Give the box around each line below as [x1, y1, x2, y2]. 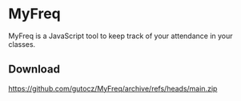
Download [8, 63, 60, 76]
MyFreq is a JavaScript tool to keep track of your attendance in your [8, 31, 234, 41]
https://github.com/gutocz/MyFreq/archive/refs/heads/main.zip [8, 84, 218, 93]
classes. [8, 39, 36, 49]
